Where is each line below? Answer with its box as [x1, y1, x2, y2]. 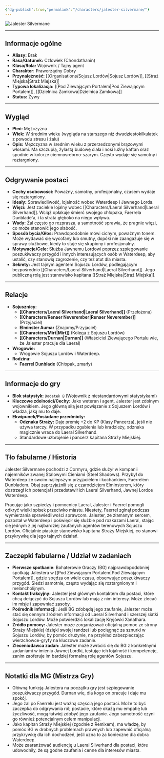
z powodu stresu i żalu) [12, 136, 60, 142]
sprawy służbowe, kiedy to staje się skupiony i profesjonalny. [12, 241, 135, 247]
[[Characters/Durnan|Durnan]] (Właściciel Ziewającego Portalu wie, [19, 335, 159, 341]
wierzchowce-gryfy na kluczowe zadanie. [12, 638, 97, 643]
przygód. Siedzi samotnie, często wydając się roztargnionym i [12, 580, 137, 586]
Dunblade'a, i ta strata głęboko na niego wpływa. [12, 215, 111, 221]
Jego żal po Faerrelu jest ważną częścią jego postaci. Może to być [12, 701, 146, 707]
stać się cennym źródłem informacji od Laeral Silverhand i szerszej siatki [12, 612, 159, 617]
